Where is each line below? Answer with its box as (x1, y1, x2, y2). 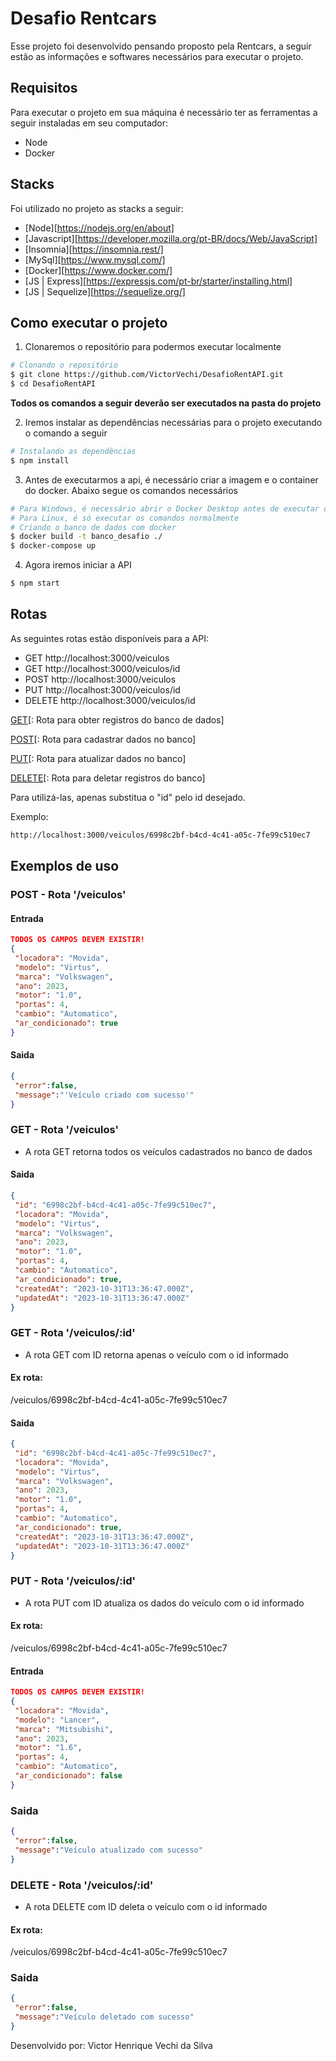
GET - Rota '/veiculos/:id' (10, 1326, 136, 1340)
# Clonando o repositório (10, 360, 118, 371)
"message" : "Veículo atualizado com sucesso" (14, 1845, 203, 1855)
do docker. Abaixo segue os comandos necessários (24, 484, 238, 496)
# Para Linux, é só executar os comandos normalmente (10, 513, 240, 523)
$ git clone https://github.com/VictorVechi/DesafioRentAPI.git (10, 370, 284, 380)
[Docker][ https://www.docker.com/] (24, 264, 173, 276)
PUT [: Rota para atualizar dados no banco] (10, 752, 187, 764)
